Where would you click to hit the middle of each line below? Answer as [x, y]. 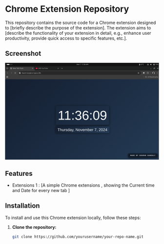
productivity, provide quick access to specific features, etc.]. [66, 38]
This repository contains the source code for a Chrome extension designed [81, 23]
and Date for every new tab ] [41, 191]
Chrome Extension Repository [67, 9]
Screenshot [23, 54]
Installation [22, 206]
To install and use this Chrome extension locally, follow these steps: [73, 218]
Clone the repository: [34, 227]
